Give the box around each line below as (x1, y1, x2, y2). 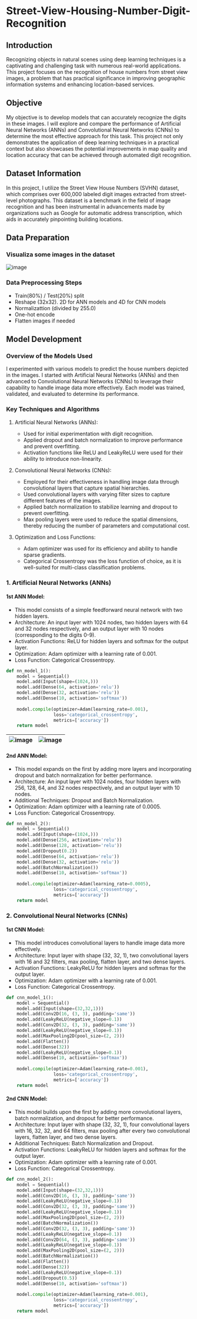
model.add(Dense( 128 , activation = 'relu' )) (16, 843, 122, 849)
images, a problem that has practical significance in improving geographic (6, 75, 186, 82)
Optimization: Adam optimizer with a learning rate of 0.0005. (14, 803, 162, 810)
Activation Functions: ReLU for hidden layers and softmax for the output (14, 637, 189, 644)
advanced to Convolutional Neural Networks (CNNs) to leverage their (6, 378, 174, 385)
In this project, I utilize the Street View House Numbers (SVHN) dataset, (6, 184, 179, 191)
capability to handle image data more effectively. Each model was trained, (6, 384, 185, 391)
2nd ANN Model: (6, 752, 48, 759)
